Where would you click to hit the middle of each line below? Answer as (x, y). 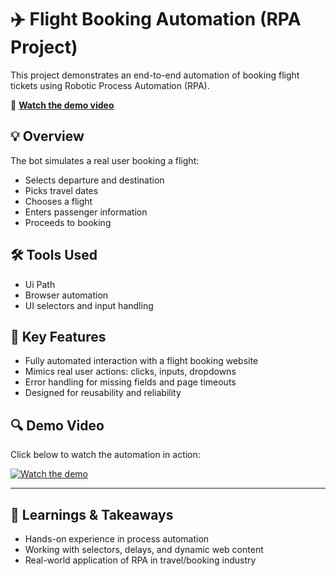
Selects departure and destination (94, 180)
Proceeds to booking (68, 222)
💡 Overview (47, 136)
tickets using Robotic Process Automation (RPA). (110, 85)
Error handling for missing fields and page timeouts (130, 382)
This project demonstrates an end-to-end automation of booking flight (155, 75)
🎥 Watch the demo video (62, 105)
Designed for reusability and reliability (103, 393)
